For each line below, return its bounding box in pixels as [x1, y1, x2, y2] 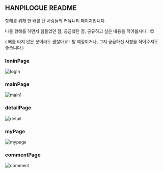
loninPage [5, 57, 30, 64]
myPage [5, 128, 26, 135]
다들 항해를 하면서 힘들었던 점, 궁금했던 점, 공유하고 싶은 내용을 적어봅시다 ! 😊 [5, 28, 155, 34]
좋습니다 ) [5, 44, 24, 51]
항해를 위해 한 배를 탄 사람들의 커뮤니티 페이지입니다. [5, 17, 106, 24]
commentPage [5, 151, 41, 158]
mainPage [5, 81, 30, 88]
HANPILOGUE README [5, 4, 77, 12]
